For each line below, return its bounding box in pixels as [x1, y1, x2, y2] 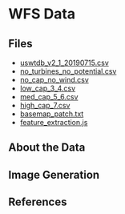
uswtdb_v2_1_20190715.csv [19, 58, 110, 67]
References [8, 196, 67, 209]
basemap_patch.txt [19, 109, 84, 119]
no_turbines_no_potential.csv [19, 67, 117, 76]
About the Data [8, 141, 86, 155]
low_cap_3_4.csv [19, 83, 76, 93]
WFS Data [8, 5, 76, 23]
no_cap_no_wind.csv [19, 75, 90, 84]
